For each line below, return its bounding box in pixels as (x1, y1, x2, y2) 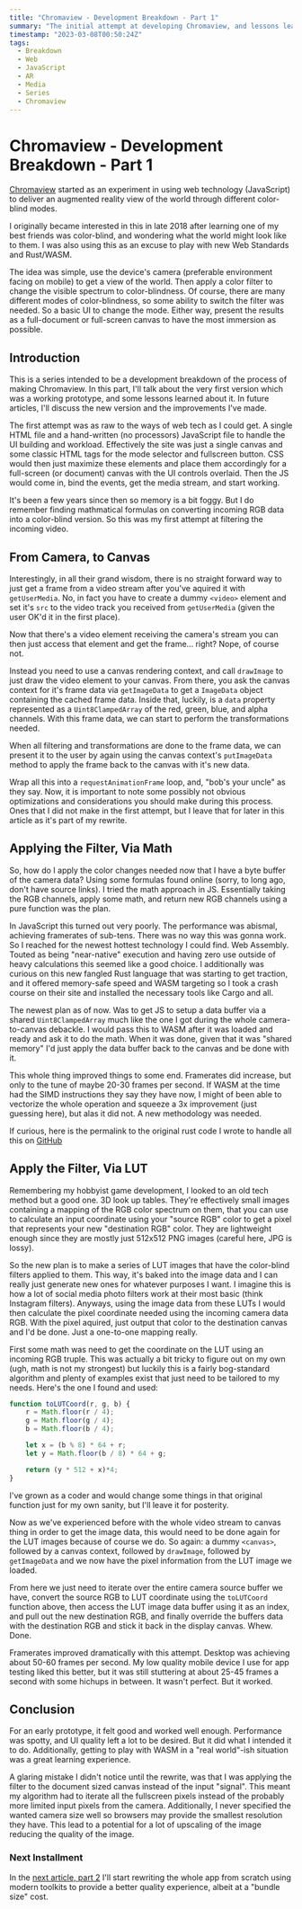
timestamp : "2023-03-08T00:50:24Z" (9, 30, 143, 39)
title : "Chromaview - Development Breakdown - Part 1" (9, 13, 219, 22)
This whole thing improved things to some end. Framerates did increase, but (9, 1070, 292, 1080)
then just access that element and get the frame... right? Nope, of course (9, 638, 280, 649)
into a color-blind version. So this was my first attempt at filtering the (9, 514, 263, 525)
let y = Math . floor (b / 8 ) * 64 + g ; (25, 1449, 167, 1458)
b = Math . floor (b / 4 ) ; (25, 1425, 115, 1434)
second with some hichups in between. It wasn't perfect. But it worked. (9, 1675, 273, 1686)
